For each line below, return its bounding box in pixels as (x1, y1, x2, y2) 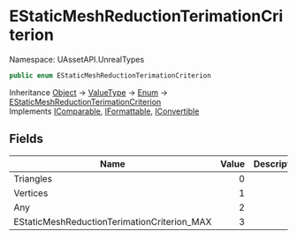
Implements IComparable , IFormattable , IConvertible (9, 106, 200, 116)
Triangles (13, 172, 53, 184)
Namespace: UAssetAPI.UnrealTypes (9, 54, 145, 64)
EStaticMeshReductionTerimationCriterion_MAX (13, 215, 212, 228)
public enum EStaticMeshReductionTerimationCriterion (9, 71, 212, 80)
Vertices (13, 187, 49, 199)
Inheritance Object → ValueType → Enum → (9, 86, 168, 98)
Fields (9, 131, 44, 146)
